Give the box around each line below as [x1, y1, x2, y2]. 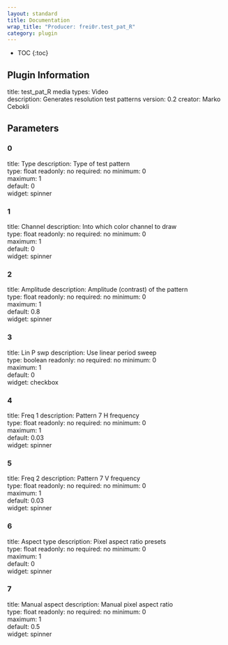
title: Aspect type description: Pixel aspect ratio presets [7, 537, 167, 545]
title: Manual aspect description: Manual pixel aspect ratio [7, 600, 173, 608]
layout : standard [7, 10, 58, 17]
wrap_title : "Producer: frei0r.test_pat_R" [7, 23, 136, 30]
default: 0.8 [7, 308, 40, 316]
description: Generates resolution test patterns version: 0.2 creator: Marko [7, 95, 221, 103]
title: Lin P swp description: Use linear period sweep [7, 348, 157, 357]
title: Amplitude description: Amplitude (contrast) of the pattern [7, 286, 188, 294]
